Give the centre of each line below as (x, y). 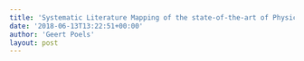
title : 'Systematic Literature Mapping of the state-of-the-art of (139, 17)
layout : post (34, 43)
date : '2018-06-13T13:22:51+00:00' (76, 26)
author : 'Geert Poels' (52, 34)
